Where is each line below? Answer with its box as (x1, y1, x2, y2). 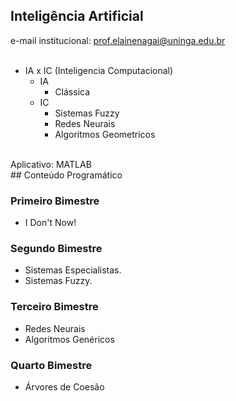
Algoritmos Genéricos (24, 333, 115, 345)
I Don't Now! (24, 217, 77, 229)
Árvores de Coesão (24, 381, 105, 393)
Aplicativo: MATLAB (10, 158, 92, 170)
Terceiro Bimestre (10, 300, 99, 314)
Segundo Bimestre (10, 242, 103, 256)
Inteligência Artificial (10, 8, 144, 25)
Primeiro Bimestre (10, 194, 100, 208)
